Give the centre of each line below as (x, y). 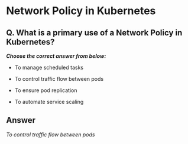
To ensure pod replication (46, 90)
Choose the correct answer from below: (56, 56)
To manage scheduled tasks (49, 67)
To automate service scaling (49, 102)
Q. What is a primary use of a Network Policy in (94, 33)
